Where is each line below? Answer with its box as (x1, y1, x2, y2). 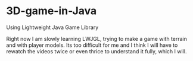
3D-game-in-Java (6, 4, 97, 18)
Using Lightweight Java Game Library (6, 24, 99, 31)
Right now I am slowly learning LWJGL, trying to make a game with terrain (6, 35, 188, 42)
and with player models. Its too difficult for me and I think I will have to (6, 41, 178, 49)
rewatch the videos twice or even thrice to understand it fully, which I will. (6, 47, 187, 54)
